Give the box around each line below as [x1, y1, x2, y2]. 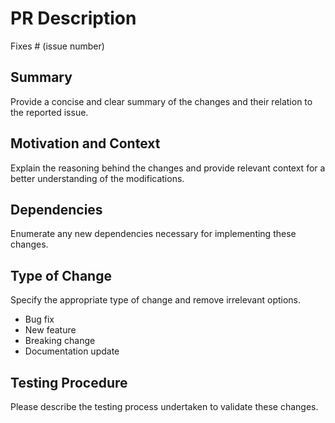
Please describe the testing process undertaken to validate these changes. [10, 401, 319, 412]
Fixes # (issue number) [10, 40, 105, 52]
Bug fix [24, 313, 55, 326]
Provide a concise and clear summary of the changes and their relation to [10, 95, 313, 107]
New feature [24, 324, 77, 336]
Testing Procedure [10, 374, 128, 391]
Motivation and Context [10, 135, 161, 152]
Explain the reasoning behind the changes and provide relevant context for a [10, 162, 326, 174]
